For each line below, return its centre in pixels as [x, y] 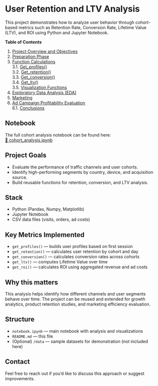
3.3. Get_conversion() [33, 77]
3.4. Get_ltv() [25, 82]
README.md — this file [32, 336]
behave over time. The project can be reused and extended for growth [75, 299]
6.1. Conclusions [28, 108]
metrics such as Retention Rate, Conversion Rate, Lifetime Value [83, 27]
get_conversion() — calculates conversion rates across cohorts [76, 257]
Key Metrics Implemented [45, 235]
